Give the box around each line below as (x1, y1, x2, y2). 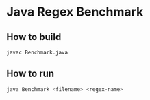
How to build (6, 31, 62, 43)
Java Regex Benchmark (6, 4, 144, 20)
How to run (6, 68, 55, 80)
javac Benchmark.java (6, 49, 68, 56)
